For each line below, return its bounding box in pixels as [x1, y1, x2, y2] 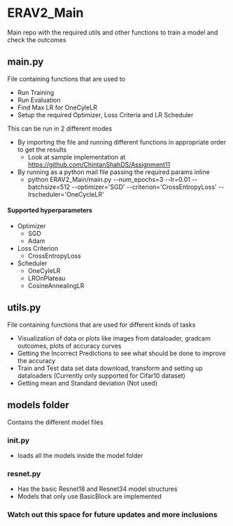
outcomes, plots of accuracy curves [17, 341, 122, 350]
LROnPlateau [27, 274, 66, 282]
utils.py [7, 302, 41, 314]
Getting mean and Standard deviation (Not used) [17, 379, 158, 387]
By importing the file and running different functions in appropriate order [17, 138, 227, 146]
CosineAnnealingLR [27, 281, 85, 289]
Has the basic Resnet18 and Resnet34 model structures [17, 485, 178, 493]
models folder [7, 399, 69, 412]
